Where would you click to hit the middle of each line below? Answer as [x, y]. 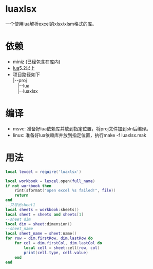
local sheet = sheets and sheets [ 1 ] [44, 214]
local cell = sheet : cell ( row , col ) [62, 248]
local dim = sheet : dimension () [39, 224]
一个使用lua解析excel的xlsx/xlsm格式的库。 [51, 24]
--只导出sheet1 [20, 205]
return [22, 196]
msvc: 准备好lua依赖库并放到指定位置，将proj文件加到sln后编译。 [82, 128]
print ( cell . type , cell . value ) [56, 253]
